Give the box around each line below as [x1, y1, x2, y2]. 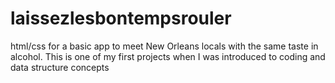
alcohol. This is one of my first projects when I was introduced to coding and [10, 50, 326, 62]
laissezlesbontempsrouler [10, 7, 232, 30]
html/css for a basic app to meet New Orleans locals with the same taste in [10, 40, 319, 52]
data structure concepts [10, 61, 110, 73]
